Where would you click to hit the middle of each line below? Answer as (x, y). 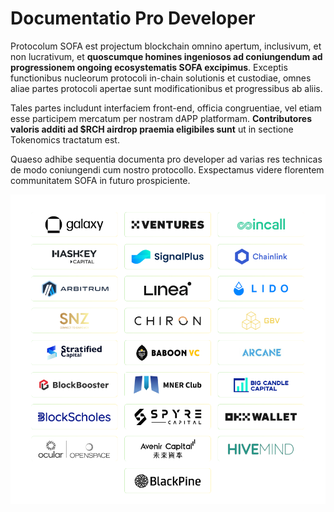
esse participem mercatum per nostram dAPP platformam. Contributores (161, 118)
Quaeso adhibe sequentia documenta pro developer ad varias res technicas (166, 159)
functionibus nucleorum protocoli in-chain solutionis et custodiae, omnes (161, 78)
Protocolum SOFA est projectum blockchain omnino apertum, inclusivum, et (166, 46)
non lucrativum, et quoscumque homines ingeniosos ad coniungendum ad (166, 56)
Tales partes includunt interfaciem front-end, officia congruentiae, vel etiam (166, 108)
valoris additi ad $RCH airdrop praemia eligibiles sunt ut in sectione (152, 129)
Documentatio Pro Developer (133, 18)
